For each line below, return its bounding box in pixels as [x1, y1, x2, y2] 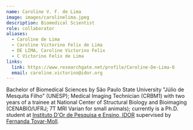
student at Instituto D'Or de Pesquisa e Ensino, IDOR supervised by [6, 112, 171, 119]
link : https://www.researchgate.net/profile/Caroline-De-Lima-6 [11, 64, 175, 70]
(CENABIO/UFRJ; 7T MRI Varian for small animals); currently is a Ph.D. [6, 105, 179, 112]
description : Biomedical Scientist [6, 20, 95, 26]
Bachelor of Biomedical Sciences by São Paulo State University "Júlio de [6, 86, 184, 93]
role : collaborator [6, 25, 55, 32]
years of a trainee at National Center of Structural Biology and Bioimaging [6, 99, 187, 106]
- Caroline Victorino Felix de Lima [11, 42, 103, 48]
